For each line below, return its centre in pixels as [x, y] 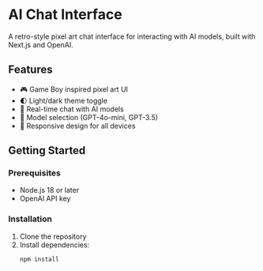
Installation [30, 219]
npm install [39, 259]
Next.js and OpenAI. [41, 44]
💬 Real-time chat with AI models [71, 109]
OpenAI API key [45, 198]
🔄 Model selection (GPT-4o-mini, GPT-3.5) [89, 117]
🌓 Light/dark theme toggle [64, 100]
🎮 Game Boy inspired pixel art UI [74, 89]
